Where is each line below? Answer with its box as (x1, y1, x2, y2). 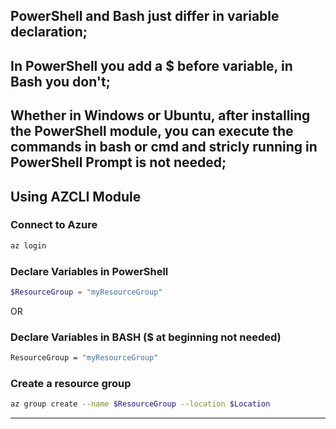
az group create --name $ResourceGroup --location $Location (10, 399, 271, 409)
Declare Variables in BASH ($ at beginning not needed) (10, 330, 282, 344)
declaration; (10, 24, 88, 41)
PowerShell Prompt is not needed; (10, 154, 227, 171)
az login (10, 240, 47, 251)
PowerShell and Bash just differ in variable (10, 8, 280, 25)
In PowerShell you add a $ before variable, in (10, 57, 293, 74)
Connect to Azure (10, 218, 98, 232)
